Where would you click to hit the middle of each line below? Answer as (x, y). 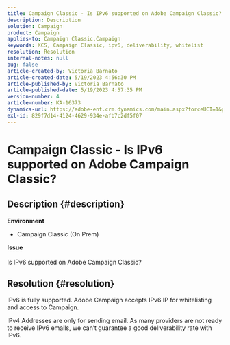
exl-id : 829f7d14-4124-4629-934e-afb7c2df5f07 (75, 115)
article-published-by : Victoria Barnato (66, 84)
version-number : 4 (33, 97)
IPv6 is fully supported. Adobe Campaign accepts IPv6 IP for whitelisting (110, 300)
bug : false (23, 65)
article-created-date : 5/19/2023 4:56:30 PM (72, 77)
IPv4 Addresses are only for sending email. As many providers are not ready (115, 321)
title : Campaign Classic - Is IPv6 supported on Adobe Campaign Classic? (115, 13)
